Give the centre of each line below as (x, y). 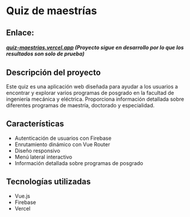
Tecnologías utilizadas (48, 182)
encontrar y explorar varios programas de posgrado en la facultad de (90, 93)
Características (35, 124)
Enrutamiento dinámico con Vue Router (62, 144)
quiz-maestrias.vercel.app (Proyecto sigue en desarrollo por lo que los (95, 48)
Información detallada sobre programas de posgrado (79, 163)
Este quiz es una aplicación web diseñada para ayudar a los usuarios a (92, 86)
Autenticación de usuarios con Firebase (63, 138)
